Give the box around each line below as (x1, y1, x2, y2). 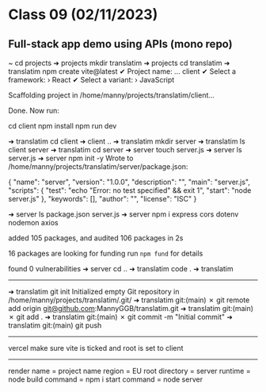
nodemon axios (8, 218, 59, 227)
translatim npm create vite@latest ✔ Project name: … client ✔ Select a (8, 67, 236, 76)
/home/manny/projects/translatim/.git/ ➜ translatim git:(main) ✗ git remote (8, 295, 250, 305)
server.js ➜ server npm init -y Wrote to (8, 153, 134, 163)
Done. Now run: (8, 106, 59, 115)
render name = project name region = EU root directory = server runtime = (8, 367, 251, 375)
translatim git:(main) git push (8, 321, 102, 330)
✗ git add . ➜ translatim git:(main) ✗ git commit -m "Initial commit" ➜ (8, 312, 234, 321)
